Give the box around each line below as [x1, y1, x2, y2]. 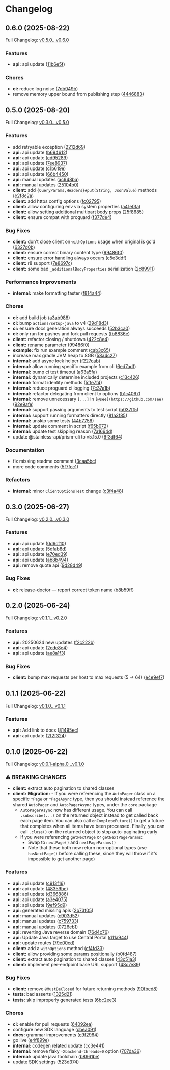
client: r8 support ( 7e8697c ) [12, 260, 72, 266]
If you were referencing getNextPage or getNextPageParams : [20, 834, 143, 840]
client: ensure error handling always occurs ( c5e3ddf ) [12, 255, 127, 261]
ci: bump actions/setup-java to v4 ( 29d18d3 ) [12, 320, 109, 326]
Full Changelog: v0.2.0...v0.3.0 [5, 516, 70, 522]
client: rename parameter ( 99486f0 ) [12, 342, 90, 348]
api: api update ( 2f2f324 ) [12, 733, 66, 739]
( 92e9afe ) [12, 401, 34, 407]
